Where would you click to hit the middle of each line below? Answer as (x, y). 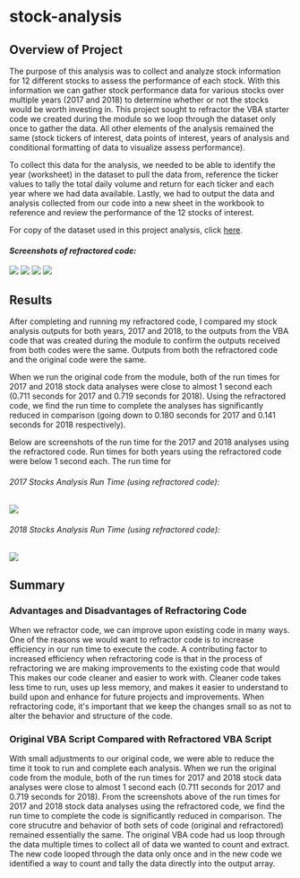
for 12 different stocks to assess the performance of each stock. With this (145, 81)
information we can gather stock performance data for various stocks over (147, 90)
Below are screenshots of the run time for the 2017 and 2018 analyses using (149, 443)
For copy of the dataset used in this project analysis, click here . (126, 230)
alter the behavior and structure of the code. (91, 716)
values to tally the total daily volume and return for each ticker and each (142, 184)
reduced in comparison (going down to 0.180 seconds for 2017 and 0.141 (142, 416)
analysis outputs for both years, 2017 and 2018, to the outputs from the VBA (149, 331)
